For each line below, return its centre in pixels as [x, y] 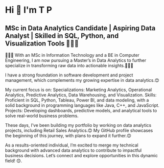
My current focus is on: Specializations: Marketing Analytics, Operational [79, 90]
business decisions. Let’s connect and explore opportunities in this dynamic [82, 156]
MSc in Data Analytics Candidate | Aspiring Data [80, 28]
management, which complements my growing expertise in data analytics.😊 [82, 80]
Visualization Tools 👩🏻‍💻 [42, 43]
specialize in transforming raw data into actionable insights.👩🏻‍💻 [69, 65]
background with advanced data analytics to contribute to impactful [73, 150]
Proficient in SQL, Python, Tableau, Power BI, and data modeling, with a [77, 100]
